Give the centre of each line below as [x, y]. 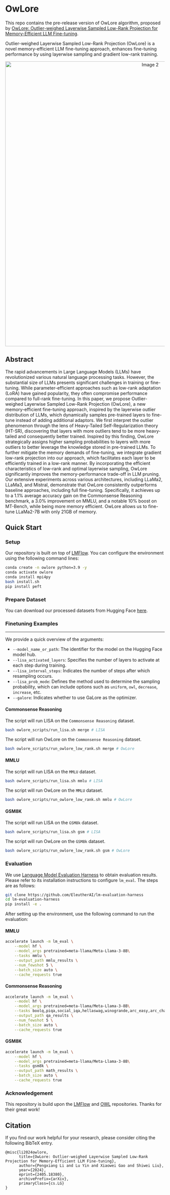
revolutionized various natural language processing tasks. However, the [80, 377]
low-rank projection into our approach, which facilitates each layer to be [80, 458]
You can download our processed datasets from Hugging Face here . [77, 610]
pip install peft [24, 586]
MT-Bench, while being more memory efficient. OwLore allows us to [76, 506]
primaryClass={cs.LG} [41, 1183]
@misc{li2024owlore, [27, 1152]
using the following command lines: [42, 558]
